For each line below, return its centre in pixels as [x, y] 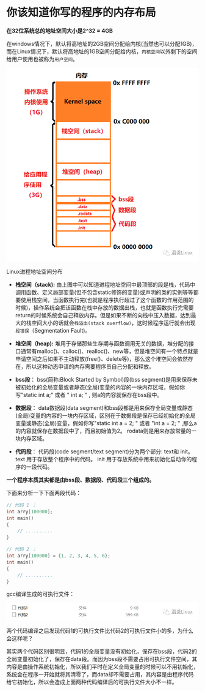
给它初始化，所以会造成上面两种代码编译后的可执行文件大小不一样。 [92, 682]
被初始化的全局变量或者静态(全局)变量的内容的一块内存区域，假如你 [100, 387]
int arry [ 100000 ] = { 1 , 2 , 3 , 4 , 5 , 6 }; [59, 556]
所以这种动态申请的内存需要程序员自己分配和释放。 [90, 366]
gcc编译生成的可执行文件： [41, 594]
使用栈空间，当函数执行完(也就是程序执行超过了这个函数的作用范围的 [107, 300]
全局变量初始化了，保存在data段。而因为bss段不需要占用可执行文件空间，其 [102, 659]
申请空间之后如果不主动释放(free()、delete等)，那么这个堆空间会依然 [101, 358]
